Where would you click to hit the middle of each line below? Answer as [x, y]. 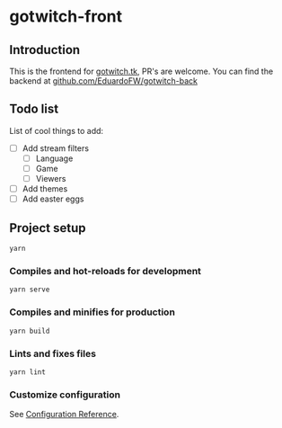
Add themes [45, 189]
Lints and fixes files [53, 353]
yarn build [30, 331]
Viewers [51, 178]
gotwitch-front [66, 17]
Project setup [48, 228]
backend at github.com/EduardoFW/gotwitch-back [103, 81]
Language [54, 158]
